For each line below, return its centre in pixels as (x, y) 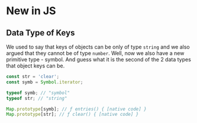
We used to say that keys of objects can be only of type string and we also (98, 47)
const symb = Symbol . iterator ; (45, 82)
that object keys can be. (35, 66)
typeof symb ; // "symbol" (38, 93)
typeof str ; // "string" (37, 98)
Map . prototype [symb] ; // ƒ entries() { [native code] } (76, 109)
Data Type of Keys (41, 33)
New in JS (31, 11)
